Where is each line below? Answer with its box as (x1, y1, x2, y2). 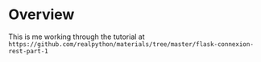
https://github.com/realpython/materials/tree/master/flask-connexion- (8, 40, 254, 48)
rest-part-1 (8, 47, 48, 55)
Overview (8, 6, 75, 24)
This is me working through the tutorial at (8, 32, 145, 41)
